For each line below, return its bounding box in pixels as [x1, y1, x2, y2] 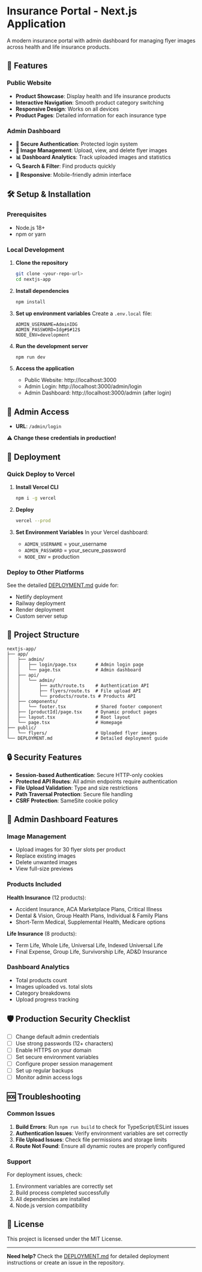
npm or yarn [15, 230, 46, 238]
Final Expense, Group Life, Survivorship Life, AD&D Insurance [15, 948, 167, 955]
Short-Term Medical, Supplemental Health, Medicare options [15, 918, 165, 926]
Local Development [7, 245, 65, 254]
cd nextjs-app [15, 276, 51, 282]
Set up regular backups [15, 1066, 74, 1074]
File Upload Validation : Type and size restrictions [15, 784, 138, 791]
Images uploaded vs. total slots [15, 983, 93, 990]
